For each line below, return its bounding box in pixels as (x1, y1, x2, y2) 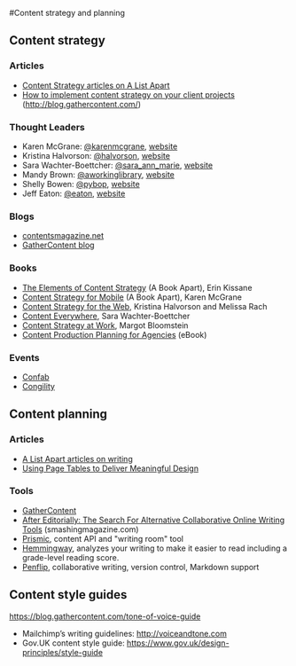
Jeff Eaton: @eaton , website (21, 188, 126, 199)
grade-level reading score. (21, 552, 120, 562)
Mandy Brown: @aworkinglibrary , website (21, 168, 175, 180)
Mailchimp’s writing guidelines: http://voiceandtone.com (21, 628, 228, 639)
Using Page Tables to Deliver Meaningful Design (21, 463, 199, 474)
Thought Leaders (9, 121, 86, 133)
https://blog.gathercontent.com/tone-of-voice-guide (9, 611, 201, 622)
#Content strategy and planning (9, 8, 126, 18)
